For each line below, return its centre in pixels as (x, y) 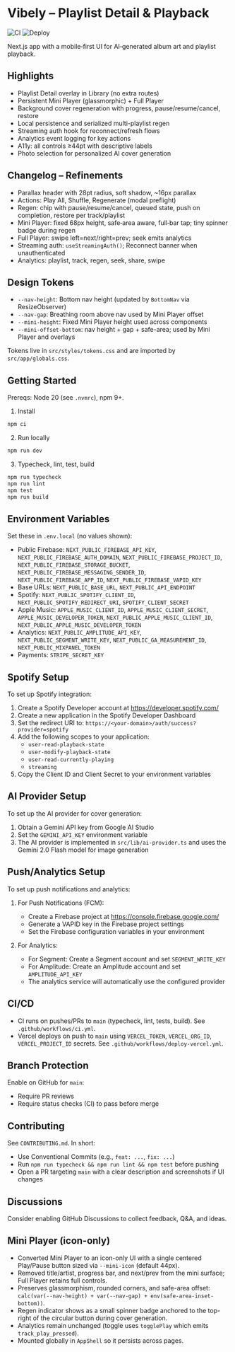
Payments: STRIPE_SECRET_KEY (61, 655)
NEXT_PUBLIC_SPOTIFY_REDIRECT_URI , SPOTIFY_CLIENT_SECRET (103, 602)
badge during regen (47, 230)
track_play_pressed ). (48, 1333)
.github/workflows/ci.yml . (56, 1028)
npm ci (17, 424)
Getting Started (42, 380)
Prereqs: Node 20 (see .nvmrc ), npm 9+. (66, 398)
